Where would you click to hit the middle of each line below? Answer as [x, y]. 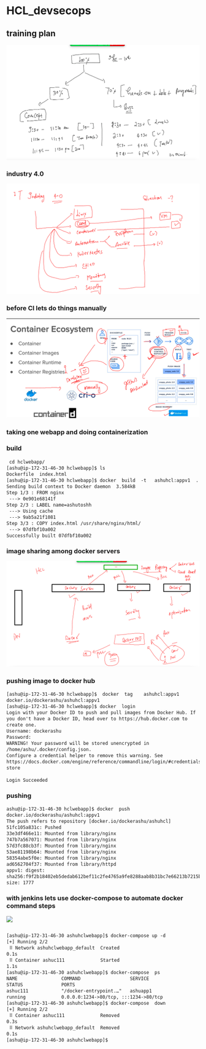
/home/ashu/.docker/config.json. [49, 750]
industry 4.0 [25, 174]
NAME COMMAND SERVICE [78, 978]
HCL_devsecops [49, 11]
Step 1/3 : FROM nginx [35, 493]
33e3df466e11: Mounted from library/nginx [61, 834]
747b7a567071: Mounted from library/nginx [61, 840]
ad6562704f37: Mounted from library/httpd [61, 864]
